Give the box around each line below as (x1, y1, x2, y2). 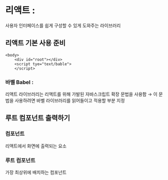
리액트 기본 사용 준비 (5, 39, 66, 47)
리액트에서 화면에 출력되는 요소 (5, 143, 67, 149)
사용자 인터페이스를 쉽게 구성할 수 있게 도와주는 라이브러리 (5, 22, 121, 28)
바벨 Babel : (5, 78, 34, 85)
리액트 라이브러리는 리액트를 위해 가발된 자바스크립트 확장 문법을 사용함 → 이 (5, 91, 158, 97)
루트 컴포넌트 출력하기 (5, 114, 70, 123)
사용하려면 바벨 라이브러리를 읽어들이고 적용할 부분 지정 (14, 98, 125, 104)
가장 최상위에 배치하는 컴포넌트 (5, 169, 67, 175)
